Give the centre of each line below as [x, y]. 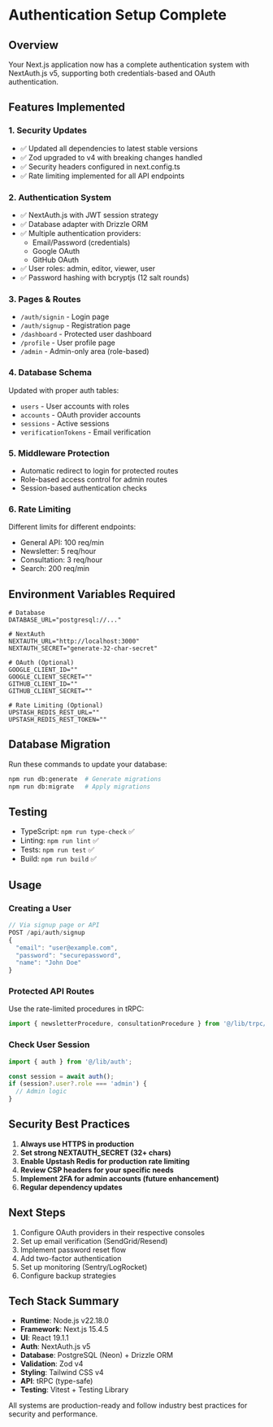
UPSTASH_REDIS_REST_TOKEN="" [58, 719]
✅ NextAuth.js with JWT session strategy [89, 215]
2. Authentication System [60, 197]
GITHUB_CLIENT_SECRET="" [50, 691]
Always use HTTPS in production [77, 1144]
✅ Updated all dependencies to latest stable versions [109, 148]
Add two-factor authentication [71, 1258]
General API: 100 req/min [62, 543]
